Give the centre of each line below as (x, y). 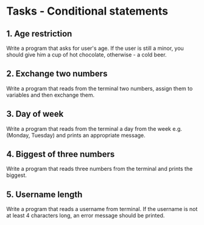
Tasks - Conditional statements (87, 11)
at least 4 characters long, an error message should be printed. (86, 216)
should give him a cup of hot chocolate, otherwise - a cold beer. (86, 55)
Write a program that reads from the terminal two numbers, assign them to (100, 88)
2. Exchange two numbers (57, 74)
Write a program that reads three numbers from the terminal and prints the (100, 169)
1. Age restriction (39, 34)
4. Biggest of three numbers (61, 154)
